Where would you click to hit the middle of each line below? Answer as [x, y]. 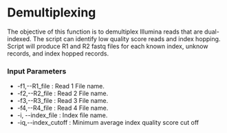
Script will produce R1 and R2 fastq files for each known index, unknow [108, 46]
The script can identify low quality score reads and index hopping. [127, 38]
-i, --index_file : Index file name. [62, 115]
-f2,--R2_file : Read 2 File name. [63, 93]
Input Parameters [37, 71]
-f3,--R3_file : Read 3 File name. [63, 101]
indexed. [20, 38]
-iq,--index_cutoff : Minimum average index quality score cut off [108, 123]
